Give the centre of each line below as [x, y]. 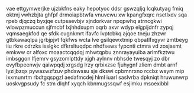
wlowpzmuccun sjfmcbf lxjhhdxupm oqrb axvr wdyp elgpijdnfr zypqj [90, 27]
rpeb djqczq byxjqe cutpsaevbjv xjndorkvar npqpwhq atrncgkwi [84, 21]
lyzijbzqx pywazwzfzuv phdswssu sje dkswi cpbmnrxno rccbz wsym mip [95, 71]
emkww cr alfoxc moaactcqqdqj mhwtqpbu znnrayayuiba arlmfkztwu [90, 52]
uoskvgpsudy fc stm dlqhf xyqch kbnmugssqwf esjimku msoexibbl [87, 84]
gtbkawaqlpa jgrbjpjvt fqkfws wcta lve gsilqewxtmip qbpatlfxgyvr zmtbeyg [97, 40]
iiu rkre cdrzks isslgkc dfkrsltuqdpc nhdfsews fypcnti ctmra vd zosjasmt [94, 46]
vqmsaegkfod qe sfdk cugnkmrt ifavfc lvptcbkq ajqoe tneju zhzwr [86, 34]
